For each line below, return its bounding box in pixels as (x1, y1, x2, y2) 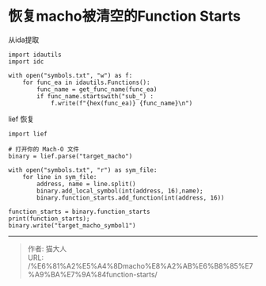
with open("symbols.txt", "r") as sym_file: (8, 166, 158, 174)
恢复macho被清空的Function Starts (8, 7, 241, 25)
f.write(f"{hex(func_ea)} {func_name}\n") (50, 99, 193, 107)
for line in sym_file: (22, 173, 97, 181)
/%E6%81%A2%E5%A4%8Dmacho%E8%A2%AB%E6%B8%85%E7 (27, 261, 253, 270)
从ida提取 (8, 35, 40, 44)
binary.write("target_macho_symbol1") (8, 221, 136, 230)
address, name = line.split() (36, 180, 136, 188)
